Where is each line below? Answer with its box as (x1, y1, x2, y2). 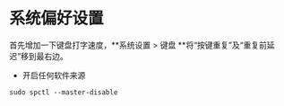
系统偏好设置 (9, 8, 105, 29)
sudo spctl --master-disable (9, 87, 118, 97)
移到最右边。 (21, 50, 69, 61)
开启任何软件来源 (22, 69, 86, 81)
